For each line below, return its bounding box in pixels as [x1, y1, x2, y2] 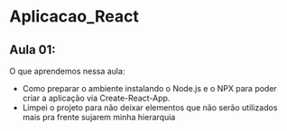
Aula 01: [9, 42, 56, 57]
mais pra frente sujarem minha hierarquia [22, 112, 176, 122]
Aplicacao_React [9, 6, 140, 27]
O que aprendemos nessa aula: [9, 65, 125, 76]
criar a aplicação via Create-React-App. [22, 92, 171, 103]
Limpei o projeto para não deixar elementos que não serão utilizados [22, 102, 278, 113]
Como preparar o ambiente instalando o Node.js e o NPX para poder [22, 83, 277, 93]
